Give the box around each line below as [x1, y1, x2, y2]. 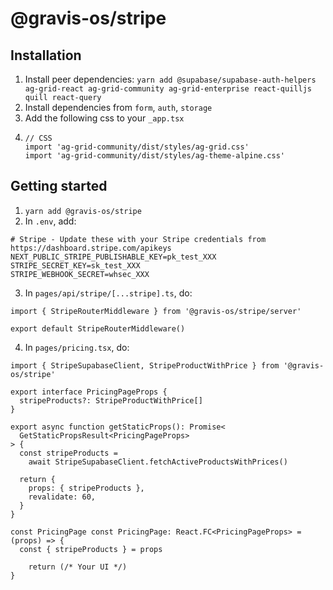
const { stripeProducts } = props [19, 544, 163, 554]
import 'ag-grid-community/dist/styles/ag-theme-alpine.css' [24, 151, 286, 161]
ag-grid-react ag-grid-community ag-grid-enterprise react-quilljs [24, 84, 312, 94]
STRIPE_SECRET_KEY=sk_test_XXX [10, 260, 141, 271]
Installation [10, 47, 82, 64]
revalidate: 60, [28, 492, 97, 502]
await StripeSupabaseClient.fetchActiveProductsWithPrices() [28, 457, 288, 467]
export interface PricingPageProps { [10, 387, 168, 397]
